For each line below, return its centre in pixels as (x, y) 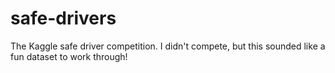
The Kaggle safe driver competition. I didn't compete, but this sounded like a (168, 46)
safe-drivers (63, 18)
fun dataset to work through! (69, 56)
